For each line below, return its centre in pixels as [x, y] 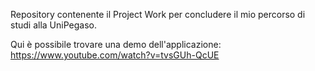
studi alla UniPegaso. [53, 25]
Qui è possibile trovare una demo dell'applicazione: [116, 44]
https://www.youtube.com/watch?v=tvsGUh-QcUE [115, 55]
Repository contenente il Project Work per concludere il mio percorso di [158, 14]
